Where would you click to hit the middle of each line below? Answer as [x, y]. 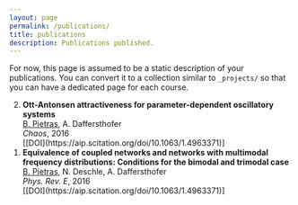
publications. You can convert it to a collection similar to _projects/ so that [148, 78]
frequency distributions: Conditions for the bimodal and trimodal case [156, 162]
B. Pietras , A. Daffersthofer [72, 124]
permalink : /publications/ [60, 26]
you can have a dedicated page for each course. [99, 87]
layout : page [34, 18]
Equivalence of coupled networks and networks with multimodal [145, 153]
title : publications [48, 34]
